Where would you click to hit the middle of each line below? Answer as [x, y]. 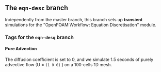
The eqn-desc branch [37, 8]
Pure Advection [21, 49]
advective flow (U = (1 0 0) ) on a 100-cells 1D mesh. [59, 64]
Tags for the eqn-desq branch [40, 37]
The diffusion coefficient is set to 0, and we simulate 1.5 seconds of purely [79, 59]
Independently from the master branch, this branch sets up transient [74, 19]
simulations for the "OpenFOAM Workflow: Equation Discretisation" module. [81, 25]
